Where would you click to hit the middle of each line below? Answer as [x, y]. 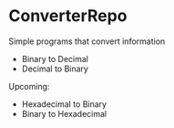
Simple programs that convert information [87, 41]
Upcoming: [29, 86]
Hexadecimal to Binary [64, 104]
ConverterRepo [68, 16]
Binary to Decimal [55, 59]
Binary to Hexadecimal [64, 113]
